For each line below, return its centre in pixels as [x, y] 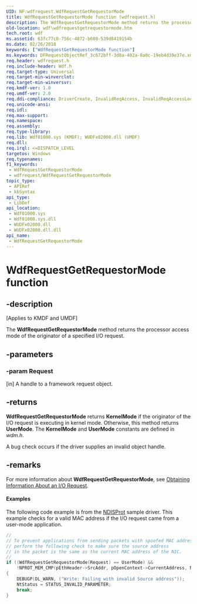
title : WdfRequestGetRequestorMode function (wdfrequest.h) [81, 17]
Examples [18, 499]
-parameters [30, 354]
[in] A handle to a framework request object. [60, 384]
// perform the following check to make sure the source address [87, 546]
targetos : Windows [28, 153]
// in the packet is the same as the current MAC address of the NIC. [94, 552]
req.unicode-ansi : [28, 104]
